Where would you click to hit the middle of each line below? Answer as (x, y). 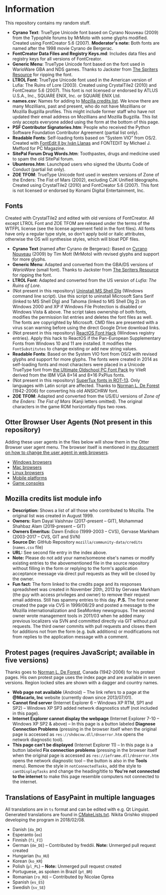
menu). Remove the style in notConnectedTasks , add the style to (77, 766)
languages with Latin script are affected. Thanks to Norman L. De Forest (86, 386)
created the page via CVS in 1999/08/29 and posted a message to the (83, 605)
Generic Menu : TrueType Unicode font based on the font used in (79, 64)
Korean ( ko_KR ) (28, 861)
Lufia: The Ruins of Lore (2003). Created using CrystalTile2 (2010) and (84, 85)
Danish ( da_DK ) (27, 829)
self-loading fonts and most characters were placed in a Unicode (79, 364)
